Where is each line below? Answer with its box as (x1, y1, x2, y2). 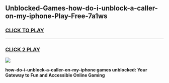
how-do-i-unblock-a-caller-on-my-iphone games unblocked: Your (5, 66, 147, 72)
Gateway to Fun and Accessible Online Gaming (5, 72, 105, 78)
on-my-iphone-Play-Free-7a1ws (5, 12, 108, 21)
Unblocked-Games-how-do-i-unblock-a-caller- (5, 4, 158, 13)
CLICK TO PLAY (5, 27, 44, 34)
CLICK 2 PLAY (5, 46, 40, 53)
